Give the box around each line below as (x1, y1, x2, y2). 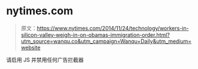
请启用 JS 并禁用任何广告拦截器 (6, 56, 84, 63)
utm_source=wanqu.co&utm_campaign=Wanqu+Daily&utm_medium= (20, 37, 192, 45)
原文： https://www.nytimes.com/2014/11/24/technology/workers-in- (20, 24, 190, 32)
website (20, 43, 41, 51)
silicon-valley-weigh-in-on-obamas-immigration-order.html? (20, 31, 170, 38)
